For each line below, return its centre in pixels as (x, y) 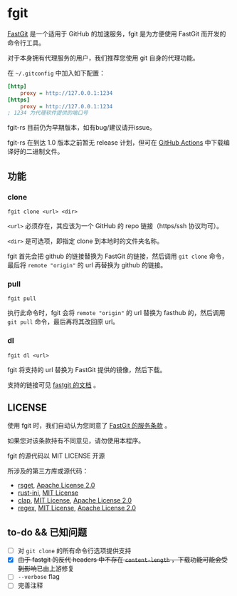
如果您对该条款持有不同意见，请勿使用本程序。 (76, 441)
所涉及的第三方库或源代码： (48, 471)
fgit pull (22, 299)
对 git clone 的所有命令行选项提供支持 (74, 551)
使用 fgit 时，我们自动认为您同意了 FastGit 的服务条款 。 (89, 426)
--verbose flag (39, 577)
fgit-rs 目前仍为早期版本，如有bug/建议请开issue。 (82, 128)
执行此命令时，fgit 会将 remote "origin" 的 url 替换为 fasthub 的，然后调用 (116, 313)
